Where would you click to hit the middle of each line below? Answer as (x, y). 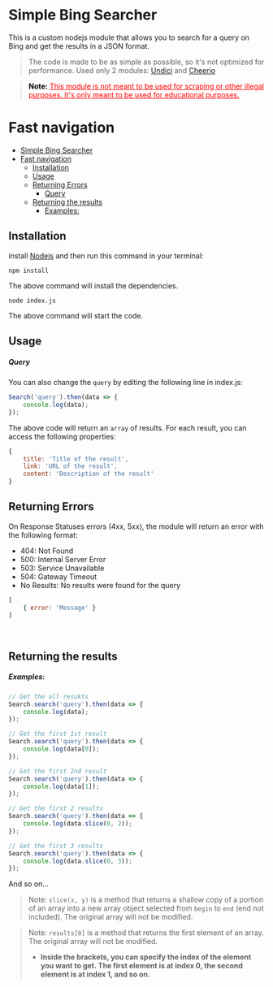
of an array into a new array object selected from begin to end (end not (146, 908)
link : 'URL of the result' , (70, 466)
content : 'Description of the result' (89, 474)
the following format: (43, 535)
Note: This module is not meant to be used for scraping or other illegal (146, 86)
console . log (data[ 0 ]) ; (61, 749)
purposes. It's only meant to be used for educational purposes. (134, 94)
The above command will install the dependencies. (93, 285)
